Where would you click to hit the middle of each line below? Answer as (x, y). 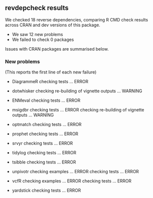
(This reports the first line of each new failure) (51, 72)
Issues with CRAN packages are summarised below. (57, 49)
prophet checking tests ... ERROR (45, 134)
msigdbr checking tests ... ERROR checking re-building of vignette (78, 110)
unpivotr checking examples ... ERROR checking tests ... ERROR (75, 172)
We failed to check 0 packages (43, 39)
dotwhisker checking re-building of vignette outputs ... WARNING (77, 91)
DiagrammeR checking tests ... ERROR (50, 82)
